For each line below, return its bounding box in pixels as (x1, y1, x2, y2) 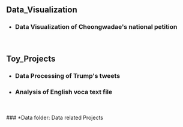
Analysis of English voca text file (14, 87, 113, 96)
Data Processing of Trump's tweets (14, 72, 121, 80)
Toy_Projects (6, 54, 56, 64)
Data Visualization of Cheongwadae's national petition (14, 23, 178, 31)
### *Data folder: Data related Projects (6, 114, 104, 122)
